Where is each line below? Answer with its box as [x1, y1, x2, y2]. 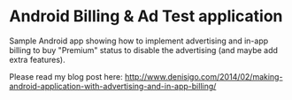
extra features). [9, 54, 65, 65]
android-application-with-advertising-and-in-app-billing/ [9, 81, 217, 91]
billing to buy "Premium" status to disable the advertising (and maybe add [9, 44, 279, 55]
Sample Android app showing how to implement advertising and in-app [9, 35, 269, 46]
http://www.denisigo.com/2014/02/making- [124, 71, 283, 81]
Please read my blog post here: [9, 71, 123, 81]
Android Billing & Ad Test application [9, 6, 283, 27]
